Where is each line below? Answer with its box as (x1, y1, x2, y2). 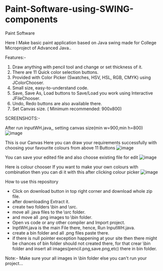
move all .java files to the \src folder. (12, 209, 86, 215)
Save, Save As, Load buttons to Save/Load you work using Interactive (12, 90, 153, 96)
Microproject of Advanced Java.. (5, 45, 72, 51)
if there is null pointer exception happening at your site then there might (12, 235, 157, 241)
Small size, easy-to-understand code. (12, 85, 89, 90)
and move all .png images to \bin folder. (12, 214, 92, 220)
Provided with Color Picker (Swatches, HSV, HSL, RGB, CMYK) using (12, 74, 151, 80)
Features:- (5, 54, 26, 60)
